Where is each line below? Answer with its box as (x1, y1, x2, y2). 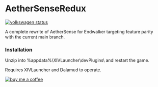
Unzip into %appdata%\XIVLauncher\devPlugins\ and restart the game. (5, 58, 150, 63)
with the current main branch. (5, 34, 65, 40)
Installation (5, 46, 33, 53)
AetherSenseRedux (5, 3, 86, 14)
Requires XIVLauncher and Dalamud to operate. (5, 67, 102, 73)
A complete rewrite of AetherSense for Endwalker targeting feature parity (5, 29, 154, 34)
